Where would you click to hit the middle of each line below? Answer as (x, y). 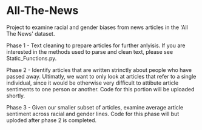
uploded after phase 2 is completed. (52, 120)
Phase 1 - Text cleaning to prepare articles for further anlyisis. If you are (96, 45)
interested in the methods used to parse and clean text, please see (90, 51)
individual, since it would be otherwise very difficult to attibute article (93, 83)
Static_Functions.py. (32, 58)
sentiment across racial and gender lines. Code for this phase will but (93, 114)
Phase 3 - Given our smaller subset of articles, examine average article (95, 107)
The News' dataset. (31, 33)
